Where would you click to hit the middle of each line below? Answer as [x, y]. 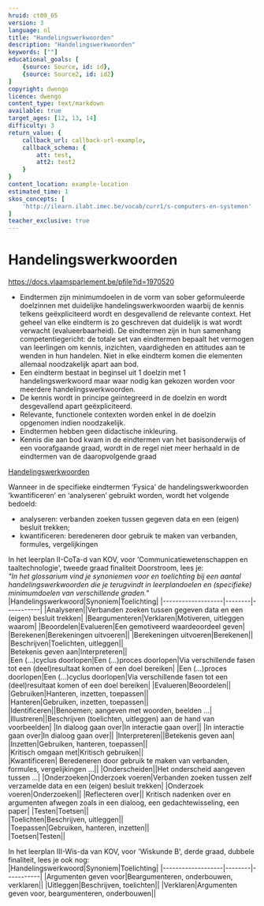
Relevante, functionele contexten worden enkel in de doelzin [118, 414]
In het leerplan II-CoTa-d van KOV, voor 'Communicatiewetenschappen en [128, 560]
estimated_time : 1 [38, 191]
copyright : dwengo [38, 89]
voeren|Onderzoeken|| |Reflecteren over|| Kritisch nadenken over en [119, 795]
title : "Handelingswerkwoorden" [61, 37]
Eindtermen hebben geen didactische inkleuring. [99, 432]
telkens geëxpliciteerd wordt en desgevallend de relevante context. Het [135, 314]
